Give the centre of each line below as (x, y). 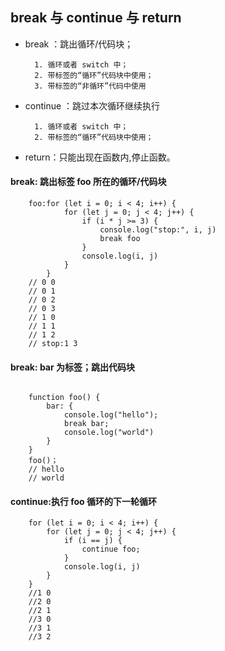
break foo (120, 239)
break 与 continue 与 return (96, 18)
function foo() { (64, 398)
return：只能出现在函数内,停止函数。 (100, 157)
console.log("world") (109, 433)
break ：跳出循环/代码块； (79, 44)
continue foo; (111, 549)
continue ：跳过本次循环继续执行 (92, 105)
